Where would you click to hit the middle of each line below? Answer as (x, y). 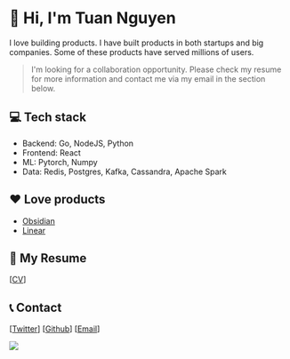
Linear (34, 230)
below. (43, 88)
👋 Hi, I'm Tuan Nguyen (93, 18)
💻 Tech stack (48, 118)
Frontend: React (52, 152)
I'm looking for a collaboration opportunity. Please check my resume (156, 69)
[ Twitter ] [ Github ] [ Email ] (55, 329)
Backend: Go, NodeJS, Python (78, 143)
